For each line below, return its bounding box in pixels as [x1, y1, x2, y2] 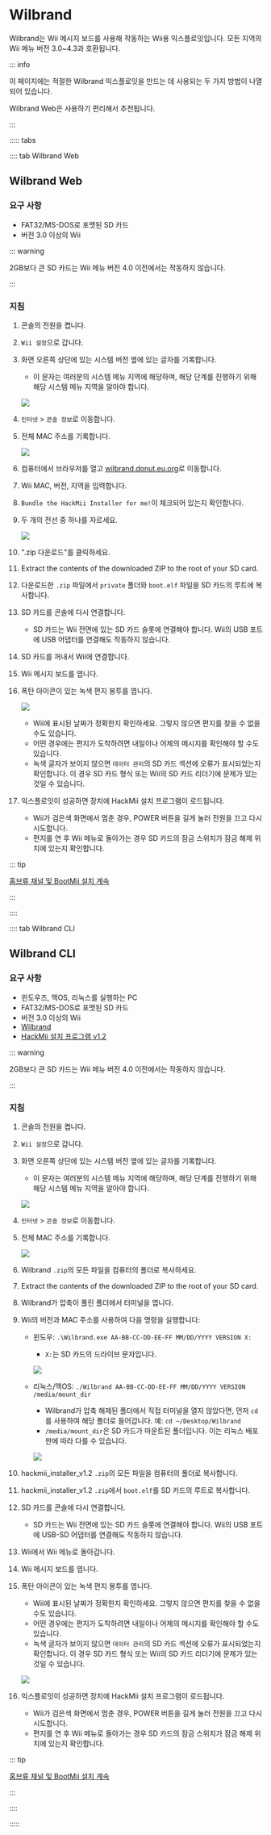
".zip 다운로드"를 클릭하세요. [20, 547, 111, 557]
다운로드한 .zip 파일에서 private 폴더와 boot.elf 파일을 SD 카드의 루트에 [20, 579, 254, 590]
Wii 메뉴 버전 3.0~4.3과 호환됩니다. [9, 43, 121, 53]
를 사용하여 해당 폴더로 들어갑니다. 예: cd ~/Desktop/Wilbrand [44, 1415, 241, 1425]
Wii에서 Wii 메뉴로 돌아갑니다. [20, 1547, 115, 1557]
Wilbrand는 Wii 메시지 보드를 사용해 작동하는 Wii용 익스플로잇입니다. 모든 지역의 [9, 33, 262, 43]
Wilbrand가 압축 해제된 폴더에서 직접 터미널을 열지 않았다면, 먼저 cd [44, 1406, 259, 1415]
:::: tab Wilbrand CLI [9, 923, 76, 933]
